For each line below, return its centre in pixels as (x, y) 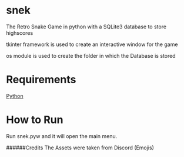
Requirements (41, 80)
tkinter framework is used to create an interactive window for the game (92, 44)
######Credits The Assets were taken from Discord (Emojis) (80, 148)
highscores (20, 32)
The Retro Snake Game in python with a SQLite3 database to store (86, 27)
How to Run (35, 120)
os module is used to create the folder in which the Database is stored (91, 55)
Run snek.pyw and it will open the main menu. (62, 136)
